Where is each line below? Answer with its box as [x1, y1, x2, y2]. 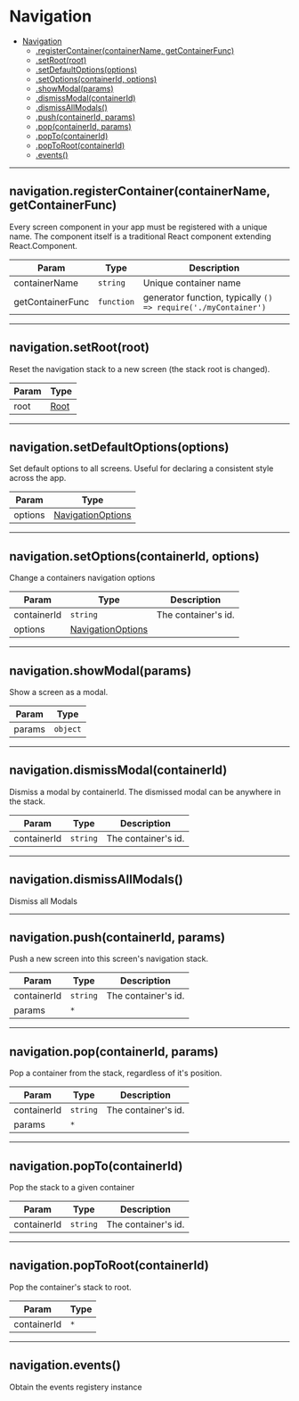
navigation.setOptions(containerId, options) [9, 549, 260, 564]
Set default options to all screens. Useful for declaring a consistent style [9, 463, 274, 474]
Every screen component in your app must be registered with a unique [9, 221, 268, 232]
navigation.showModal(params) [9, 663, 192, 678]
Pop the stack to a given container [9, 1182, 135, 1193]
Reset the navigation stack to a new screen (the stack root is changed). [9, 363, 271, 374]
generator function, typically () [142, 291, 273, 303]
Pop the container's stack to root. [9, 1281, 132, 1292]
